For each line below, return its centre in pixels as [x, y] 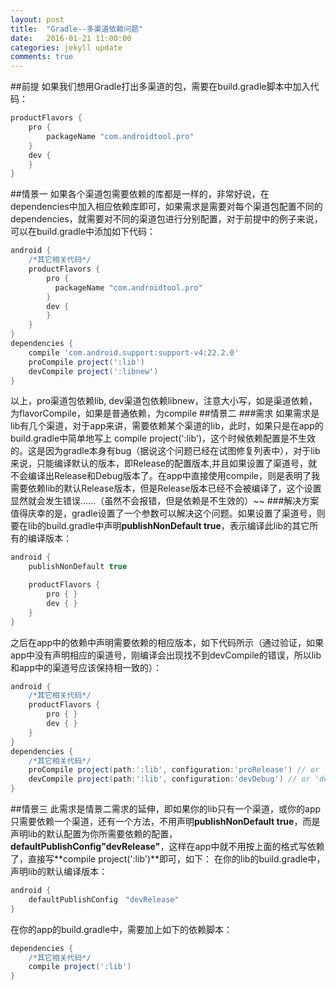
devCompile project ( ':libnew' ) [93, 371]
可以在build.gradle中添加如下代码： [83, 232]
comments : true [42, 57]
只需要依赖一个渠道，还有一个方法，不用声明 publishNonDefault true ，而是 [165, 821]
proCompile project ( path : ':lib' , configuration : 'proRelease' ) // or [174, 770]
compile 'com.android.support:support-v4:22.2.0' [134, 352]
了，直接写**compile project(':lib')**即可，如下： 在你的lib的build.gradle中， [168, 859]
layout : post [37, 19]
